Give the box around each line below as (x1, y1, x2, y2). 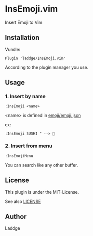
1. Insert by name (5, 93, 46, 100)
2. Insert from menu (5, 142, 53, 149)
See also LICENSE (5, 198, 41, 204)
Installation (5, 34, 40, 42)
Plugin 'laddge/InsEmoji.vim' (5, 56, 66, 61)
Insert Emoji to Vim (5, 19, 42, 25)
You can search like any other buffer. (5, 162, 78, 168)
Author (5, 212, 27, 220)
